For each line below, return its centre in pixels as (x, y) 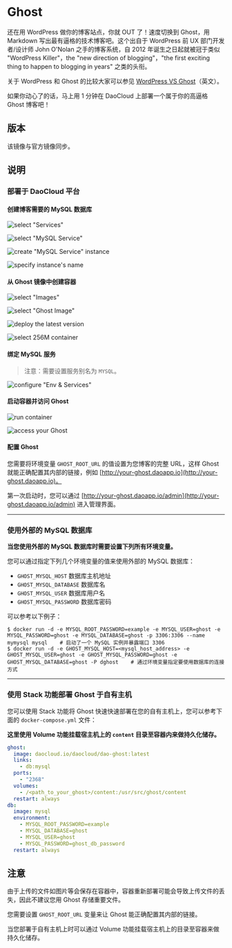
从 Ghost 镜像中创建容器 (42, 282)
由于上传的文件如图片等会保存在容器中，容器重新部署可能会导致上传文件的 (113, 891)
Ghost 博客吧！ (29, 104)
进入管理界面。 (98, 504)
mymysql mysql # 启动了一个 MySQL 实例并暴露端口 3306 (86, 643)
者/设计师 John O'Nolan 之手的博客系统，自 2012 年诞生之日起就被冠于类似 (114, 49)
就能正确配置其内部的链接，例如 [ (55, 473)
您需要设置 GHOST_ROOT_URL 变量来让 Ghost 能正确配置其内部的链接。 (104, 914)
